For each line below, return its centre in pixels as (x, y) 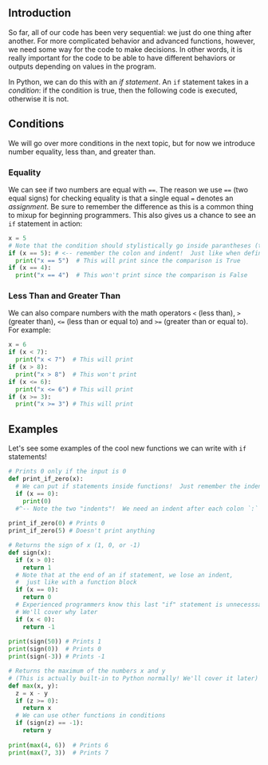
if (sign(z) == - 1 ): (49, 723)
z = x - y (32, 693)
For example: (30, 330)
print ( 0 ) (37, 501)
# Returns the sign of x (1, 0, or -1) (75, 545)
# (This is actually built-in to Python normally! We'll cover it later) (134, 678)
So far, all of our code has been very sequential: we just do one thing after (130, 32)
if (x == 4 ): (30, 268)
